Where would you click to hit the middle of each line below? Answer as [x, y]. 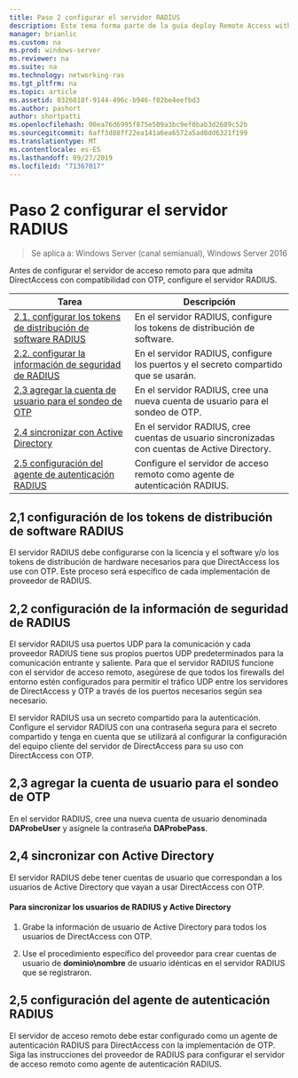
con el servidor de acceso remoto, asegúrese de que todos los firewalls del [147, 672]
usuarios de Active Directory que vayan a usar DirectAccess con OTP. [137, 887]
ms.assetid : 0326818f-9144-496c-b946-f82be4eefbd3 [105, 100]
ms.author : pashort [45, 108]
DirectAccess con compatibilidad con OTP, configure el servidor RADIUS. [143, 280]
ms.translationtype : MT [53, 141]
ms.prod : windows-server [55, 51]
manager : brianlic [43, 34]
